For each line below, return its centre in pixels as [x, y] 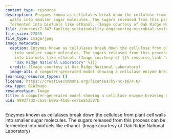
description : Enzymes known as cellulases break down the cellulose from [86, 15]
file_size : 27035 [24, 34]
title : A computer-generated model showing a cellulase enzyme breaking [84, 96]
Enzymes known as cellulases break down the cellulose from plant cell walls [86, 115]
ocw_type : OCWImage [26, 86]
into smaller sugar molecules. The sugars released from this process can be [85, 120]
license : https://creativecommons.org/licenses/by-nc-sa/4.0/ [73, 81]
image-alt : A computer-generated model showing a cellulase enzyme [83, 72]
